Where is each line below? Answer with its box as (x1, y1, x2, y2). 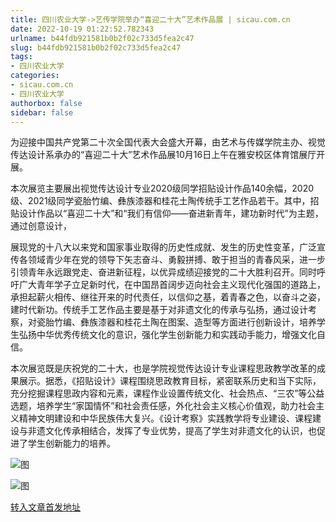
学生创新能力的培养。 (27, 437, 116, 450)
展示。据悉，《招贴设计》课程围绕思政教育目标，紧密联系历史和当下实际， (18, 375, 322, 387)
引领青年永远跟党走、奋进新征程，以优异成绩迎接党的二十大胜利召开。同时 (10, 266, 317, 278)
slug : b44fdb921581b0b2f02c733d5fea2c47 (10, 42, 182, 53)
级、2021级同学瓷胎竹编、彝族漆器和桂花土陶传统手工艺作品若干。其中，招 (10, 195, 320, 207)
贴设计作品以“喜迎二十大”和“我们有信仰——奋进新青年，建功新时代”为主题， (10, 207, 324, 220)
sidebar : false (10, 107, 74, 118)
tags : (10, 52, 33, 62)
